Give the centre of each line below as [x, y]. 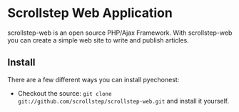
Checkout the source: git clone [65, 93]
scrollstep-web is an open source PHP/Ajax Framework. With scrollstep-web [120, 33]
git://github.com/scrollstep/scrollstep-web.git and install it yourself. [123, 101]
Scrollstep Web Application [90, 13]
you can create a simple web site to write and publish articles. [98, 40]
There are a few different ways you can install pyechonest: [93, 79]
